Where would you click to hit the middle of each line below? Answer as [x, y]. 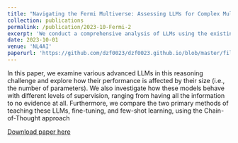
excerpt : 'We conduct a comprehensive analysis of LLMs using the [107, 33]
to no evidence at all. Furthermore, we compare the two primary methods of [118, 103]
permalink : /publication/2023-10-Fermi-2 [69, 27]
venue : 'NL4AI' [30, 46]
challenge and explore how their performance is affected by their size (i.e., [116, 80]
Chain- [214, 111]
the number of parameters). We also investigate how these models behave [116, 88]
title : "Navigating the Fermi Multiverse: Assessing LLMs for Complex [114, 14]
